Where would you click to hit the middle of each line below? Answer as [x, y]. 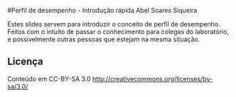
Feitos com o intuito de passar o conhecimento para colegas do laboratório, [118, 32]
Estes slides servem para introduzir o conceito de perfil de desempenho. [114, 24]
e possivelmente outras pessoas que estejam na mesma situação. [104, 39]
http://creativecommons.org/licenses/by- [152, 78]
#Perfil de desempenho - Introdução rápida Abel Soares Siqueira [102, 10]
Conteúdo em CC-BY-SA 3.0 [49, 78]
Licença [26, 62]
